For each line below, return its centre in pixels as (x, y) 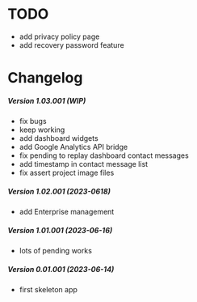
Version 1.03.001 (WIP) (47, 100)
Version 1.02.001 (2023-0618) (59, 191)
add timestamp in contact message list (84, 164)
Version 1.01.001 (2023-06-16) (60, 230)
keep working (42, 130)
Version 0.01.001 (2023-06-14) (61, 269)
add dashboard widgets (59, 138)
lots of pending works (55, 251)
